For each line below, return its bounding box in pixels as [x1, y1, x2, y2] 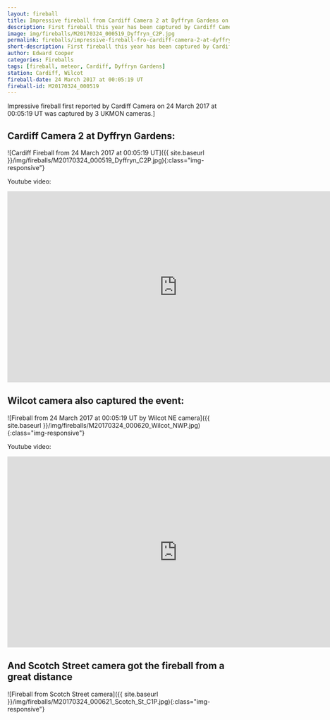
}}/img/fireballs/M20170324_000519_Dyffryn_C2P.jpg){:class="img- [7, 156, 204, 164]
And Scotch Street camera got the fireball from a [7, 660, 225, 672]
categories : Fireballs [7, 56, 74, 64]
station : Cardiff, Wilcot [7, 69, 83, 76]
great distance [7, 671, 73, 683]
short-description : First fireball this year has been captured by [7, 43, 210, 50]
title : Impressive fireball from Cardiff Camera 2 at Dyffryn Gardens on [7, 17, 229, 24]
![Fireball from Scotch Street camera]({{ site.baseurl [7, 690, 159, 698]
